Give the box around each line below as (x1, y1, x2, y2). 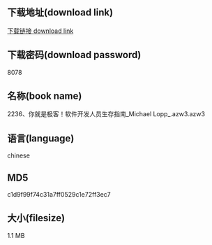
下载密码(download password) (7, 49, 142, 61)
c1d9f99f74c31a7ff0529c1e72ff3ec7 (7, 190, 112, 199)
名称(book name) (7, 90, 82, 102)
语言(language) (7, 132, 75, 144)
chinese (7, 151, 30, 160)
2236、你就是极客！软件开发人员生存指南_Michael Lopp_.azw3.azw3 (7, 110, 206, 118)
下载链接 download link (7, 27, 74, 35)
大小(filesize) (7, 212, 65, 224)
